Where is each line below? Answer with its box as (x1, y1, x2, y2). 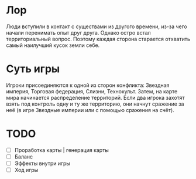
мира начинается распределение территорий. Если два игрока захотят (6, 94, 185, 101)
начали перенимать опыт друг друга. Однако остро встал (6, 29, 151, 36)
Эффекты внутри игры (14, 160, 70, 167)
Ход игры (14, 167, 39, 173)
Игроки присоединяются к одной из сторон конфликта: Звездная (6, 82, 170, 89)
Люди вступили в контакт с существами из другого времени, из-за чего (6, 23, 187, 30)
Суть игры (6, 62, 60, 76)
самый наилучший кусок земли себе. (6, 42, 100, 49)
